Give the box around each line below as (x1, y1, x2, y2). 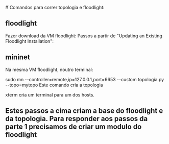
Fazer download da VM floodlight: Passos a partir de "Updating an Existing (5, 33, 162, 39)
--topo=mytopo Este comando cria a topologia (5, 82, 103, 88)
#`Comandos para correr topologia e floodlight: (5, 5, 105, 10)
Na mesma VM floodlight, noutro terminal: (5, 66, 93, 73)
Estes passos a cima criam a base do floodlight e (5, 107, 163, 115)
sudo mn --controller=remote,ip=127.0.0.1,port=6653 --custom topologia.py (5, 76, 164, 82)
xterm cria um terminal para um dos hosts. (5, 91, 94, 98)
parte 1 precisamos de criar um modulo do (5, 123, 142, 131)
